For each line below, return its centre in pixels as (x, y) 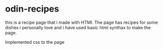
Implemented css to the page (35, 42)
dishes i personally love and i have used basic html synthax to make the (78, 27)
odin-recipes (32, 9)
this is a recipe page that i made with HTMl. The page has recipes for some (81, 22)
